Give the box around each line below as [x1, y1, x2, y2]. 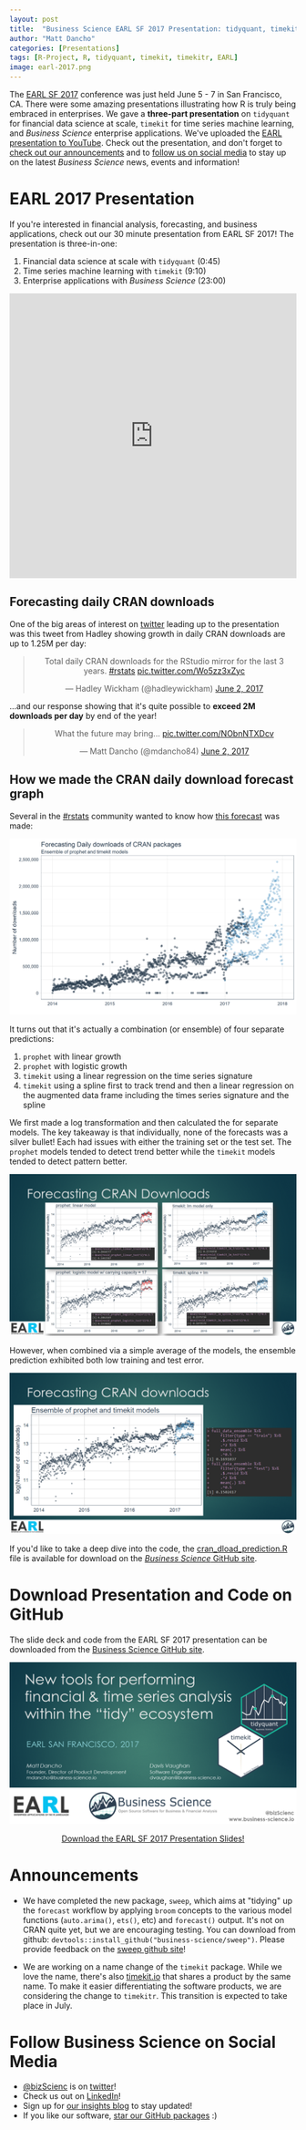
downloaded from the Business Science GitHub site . [9, 1644, 205, 1655]
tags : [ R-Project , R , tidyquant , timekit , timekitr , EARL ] [9, 53, 239, 63]
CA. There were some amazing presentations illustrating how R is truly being [9, 98, 296, 109]
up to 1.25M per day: [9, 638, 87, 649]
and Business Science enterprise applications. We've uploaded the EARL [9, 128, 282, 139]
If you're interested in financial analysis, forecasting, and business [9, 219, 258, 230]
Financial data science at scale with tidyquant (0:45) [22, 255, 221, 266]
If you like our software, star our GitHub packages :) [22, 2110, 218, 2121]
